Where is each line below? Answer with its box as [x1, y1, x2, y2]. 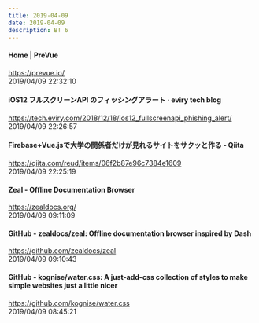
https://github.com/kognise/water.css [8, 298, 130, 307]
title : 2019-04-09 [8, 11, 68, 20]
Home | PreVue [8, 50, 59, 60]
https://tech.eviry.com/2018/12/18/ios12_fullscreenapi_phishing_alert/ [8, 113, 232, 123]
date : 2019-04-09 [8, 19, 65, 27]
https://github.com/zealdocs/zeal [8, 246, 117, 255]
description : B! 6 [8, 26, 68, 34]
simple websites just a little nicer [8, 281, 118, 290]
